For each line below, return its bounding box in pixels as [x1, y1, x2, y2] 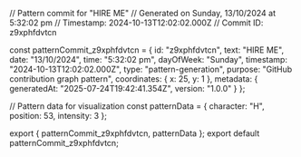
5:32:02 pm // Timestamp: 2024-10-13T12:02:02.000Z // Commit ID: [9, 17, 264, 28]
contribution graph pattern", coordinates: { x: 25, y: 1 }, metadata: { [9, 74, 258, 84]
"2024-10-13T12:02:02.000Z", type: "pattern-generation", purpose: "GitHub [9, 64, 293, 74]
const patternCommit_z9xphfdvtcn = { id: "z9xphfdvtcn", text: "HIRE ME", [9, 44, 284, 55]
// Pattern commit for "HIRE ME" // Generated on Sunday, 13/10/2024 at [9, 8, 277, 18]
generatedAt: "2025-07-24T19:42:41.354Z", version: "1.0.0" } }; [9, 83, 246, 93]
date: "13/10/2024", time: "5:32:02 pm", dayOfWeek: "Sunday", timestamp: [9, 54, 288, 64]
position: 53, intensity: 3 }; [9, 111, 107, 121]
